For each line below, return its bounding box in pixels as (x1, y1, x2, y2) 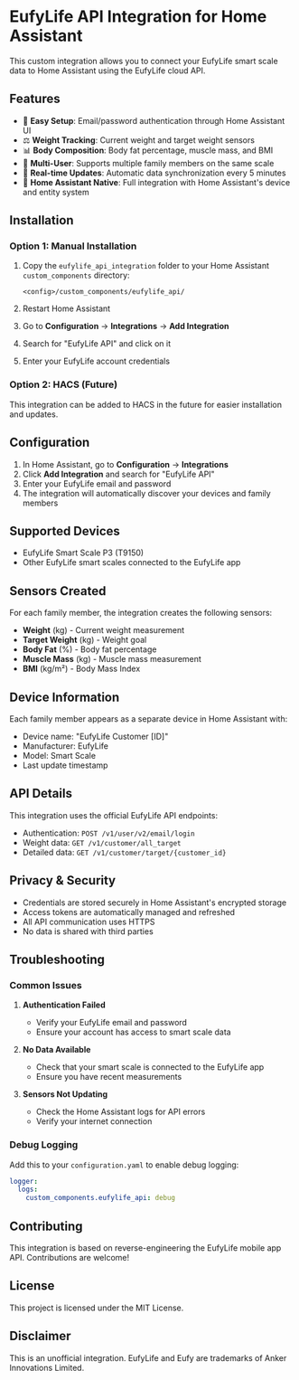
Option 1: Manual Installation (9, 240, 137, 252)
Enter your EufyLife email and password (22, 477, 172, 489)
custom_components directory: (22, 269, 130, 281)
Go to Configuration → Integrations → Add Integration (22, 321, 229, 332)
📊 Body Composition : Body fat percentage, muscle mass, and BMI (22, 145, 274, 156)
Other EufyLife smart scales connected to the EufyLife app (22, 557, 241, 568)
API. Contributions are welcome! (9, 1252, 130, 1263)
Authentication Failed (22, 999, 106, 1010)
